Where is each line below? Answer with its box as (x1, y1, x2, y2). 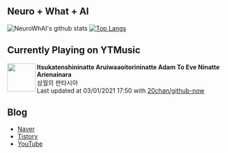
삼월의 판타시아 (37, 78, 79, 86)
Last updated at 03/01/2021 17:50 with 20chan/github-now (37, 86, 205, 95)
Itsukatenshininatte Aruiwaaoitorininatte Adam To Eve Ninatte (37, 63, 220, 71)
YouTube (17, 139, 43, 148)
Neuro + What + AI (7, 6, 89, 17)
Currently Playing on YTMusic (7, 45, 141, 56)
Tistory (17, 132, 38, 141)
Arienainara (37, 70, 72, 79)
